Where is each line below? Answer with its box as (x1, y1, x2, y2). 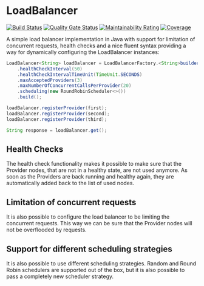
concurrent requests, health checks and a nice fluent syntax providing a (6, 42, 186, 49)
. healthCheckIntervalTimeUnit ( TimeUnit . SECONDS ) (17, 71, 143, 78)
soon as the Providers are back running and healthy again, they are (6, 173, 174, 180)
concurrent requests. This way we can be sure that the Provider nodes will (6, 220, 192, 227)
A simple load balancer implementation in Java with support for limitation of (6, 35, 195, 43)
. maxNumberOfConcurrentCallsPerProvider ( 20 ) (17, 83, 132, 89)
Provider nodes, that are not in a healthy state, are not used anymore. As (6, 166, 188, 174)
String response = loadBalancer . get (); (6, 127, 107, 134)
